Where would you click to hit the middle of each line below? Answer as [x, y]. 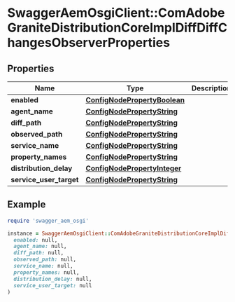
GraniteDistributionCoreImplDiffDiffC [117, 28]
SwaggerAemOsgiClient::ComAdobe [116, 13]
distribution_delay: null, [53, 279]
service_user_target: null [53, 285]
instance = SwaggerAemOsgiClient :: [59, 233]
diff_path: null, [39, 253]
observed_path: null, [45, 260]
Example [27, 205]
